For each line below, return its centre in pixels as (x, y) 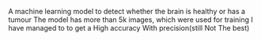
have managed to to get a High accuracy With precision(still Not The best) (129, 28)
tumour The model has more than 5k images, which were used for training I (130, 20)
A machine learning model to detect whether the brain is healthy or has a (127, 11)
